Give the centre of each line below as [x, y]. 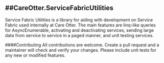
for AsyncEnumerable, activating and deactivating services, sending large [80, 30]
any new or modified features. [35, 55]
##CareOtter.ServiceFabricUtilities [59, 8]
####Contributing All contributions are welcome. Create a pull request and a [82, 45]
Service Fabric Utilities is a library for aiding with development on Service [79, 20]
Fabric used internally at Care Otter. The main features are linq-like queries [80, 25]
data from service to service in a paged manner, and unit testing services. [80, 35]
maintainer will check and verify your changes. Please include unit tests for [81, 50]
